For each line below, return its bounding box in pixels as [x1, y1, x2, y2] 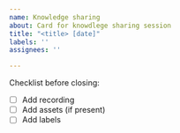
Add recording [21, 94, 75, 106]
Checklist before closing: [9, 78, 100, 88]
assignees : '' [9, 46, 62, 55]
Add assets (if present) [21, 105, 106, 115]
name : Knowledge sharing [9, 12, 101, 22]
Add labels [21, 115, 62, 125]
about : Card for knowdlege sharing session [9, 21, 172, 30]
